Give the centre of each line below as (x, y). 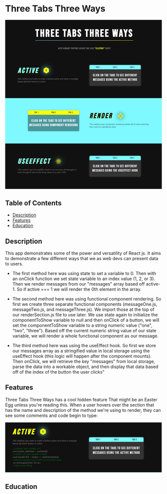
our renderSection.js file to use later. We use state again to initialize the (85, 314)
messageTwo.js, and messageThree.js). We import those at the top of (83, 309)
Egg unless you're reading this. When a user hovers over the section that (80, 405)
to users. (14, 264)
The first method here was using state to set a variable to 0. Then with (84, 273)
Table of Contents (34, 203)
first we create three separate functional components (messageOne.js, (85, 304)
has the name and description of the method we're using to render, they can (83, 410)
